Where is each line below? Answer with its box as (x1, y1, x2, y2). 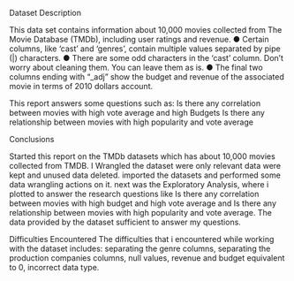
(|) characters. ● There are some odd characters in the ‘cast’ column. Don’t (9, 53, 284, 63)
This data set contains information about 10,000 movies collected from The (9, 25, 283, 34)
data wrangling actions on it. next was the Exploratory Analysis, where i (9, 179, 269, 189)
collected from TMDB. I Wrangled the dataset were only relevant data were (9, 161, 282, 171)
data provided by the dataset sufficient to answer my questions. (9, 216, 241, 227)
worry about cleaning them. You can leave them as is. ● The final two (9, 62, 263, 72)
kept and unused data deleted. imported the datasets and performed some (9, 170, 281, 180)
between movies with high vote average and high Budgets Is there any (9, 108, 265, 118)
